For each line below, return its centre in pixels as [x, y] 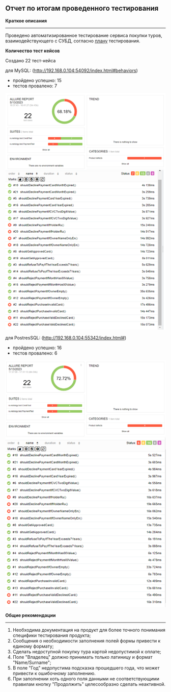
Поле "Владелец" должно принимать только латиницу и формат [82, 657]
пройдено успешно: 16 [37, 348]
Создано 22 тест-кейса [31, 60]
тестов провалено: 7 [35, 86]
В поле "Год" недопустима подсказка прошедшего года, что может [86, 668]
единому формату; [33, 646]
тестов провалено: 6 [35, 353]
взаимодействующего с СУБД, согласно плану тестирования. [73, 41]
